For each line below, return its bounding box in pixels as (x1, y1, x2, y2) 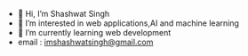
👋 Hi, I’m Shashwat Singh (17, 9, 110, 19)
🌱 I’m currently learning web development (17, 28, 172, 37)
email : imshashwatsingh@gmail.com (17, 36, 154, 47)
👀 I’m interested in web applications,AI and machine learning (17, 18, 240, 28)
